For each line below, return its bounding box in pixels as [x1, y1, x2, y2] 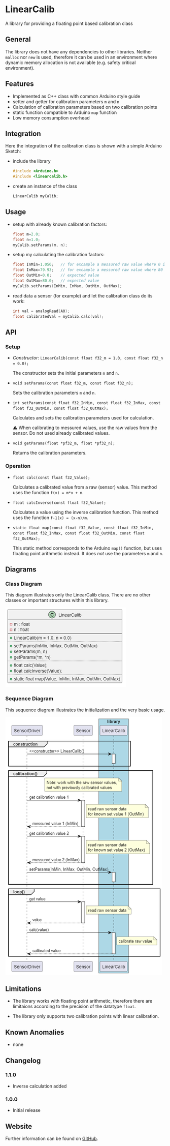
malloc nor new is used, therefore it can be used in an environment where [5, 54, 157, 60]
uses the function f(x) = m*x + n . [12, 489, 84, 495]
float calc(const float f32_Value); [12, 475, 90, 480]
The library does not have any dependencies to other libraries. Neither [5, 48, 152, 54]
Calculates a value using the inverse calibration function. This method [12, 509, 159, 515]
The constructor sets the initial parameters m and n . [12, 370, 119, 376]
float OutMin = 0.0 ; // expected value [12, 273, 99, 278]
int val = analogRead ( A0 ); [12, 309, 70, 314]
